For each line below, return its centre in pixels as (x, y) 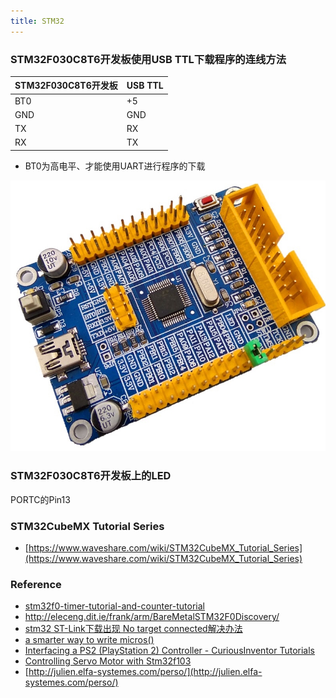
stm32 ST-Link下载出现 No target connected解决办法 (133, 629)
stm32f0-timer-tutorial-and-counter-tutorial (115, 606)
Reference (36, 584)
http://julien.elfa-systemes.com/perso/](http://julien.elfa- (145, 672)
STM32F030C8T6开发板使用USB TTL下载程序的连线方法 (148, 59)
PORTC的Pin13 (40, 499)
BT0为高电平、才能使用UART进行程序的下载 (115, 166)
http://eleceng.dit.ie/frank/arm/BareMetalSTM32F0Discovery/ (152, 617)
